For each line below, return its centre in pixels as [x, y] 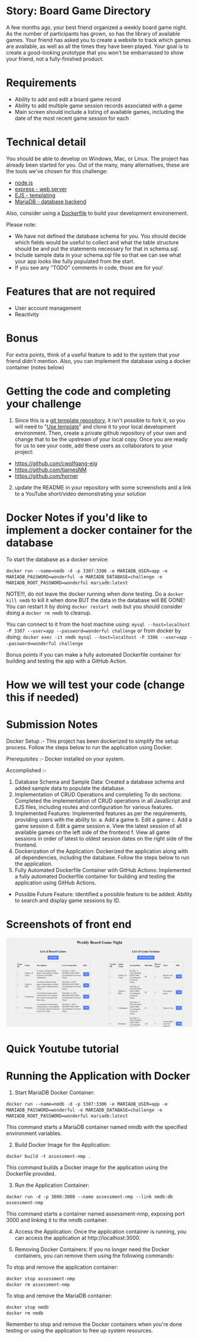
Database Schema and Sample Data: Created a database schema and [100, 782]
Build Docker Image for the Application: [62, 1145]
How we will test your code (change [95, 685]
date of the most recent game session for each [72, 118]
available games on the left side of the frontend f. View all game [92, 832]
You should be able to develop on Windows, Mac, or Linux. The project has [98, 158]
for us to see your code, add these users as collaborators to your [94, 445]
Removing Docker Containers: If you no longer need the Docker [92, 1249]
